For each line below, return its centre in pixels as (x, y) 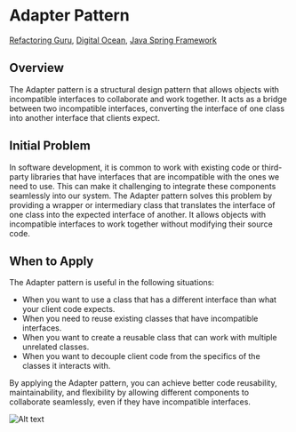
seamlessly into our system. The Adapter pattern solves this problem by (141, 196)
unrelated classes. (56, 347)
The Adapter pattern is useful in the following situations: (112, 283)
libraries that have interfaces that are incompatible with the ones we (155, 176)
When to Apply (52, 261)
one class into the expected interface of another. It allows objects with (138, 214)
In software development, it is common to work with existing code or (135, 167)
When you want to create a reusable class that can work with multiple (149, 338)
